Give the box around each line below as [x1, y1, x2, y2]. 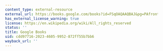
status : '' [5, 25, 27, 30]
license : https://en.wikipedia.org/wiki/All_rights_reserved [5, 20, 131, 26]
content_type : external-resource [5, 7, 73, 12]
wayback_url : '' [5, 39, 38, 44]
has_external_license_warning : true [5, 16, 79, 21]
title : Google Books [5, 30, 47, 34]
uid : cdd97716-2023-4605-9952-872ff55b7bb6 [5, 34, 95, 39]
